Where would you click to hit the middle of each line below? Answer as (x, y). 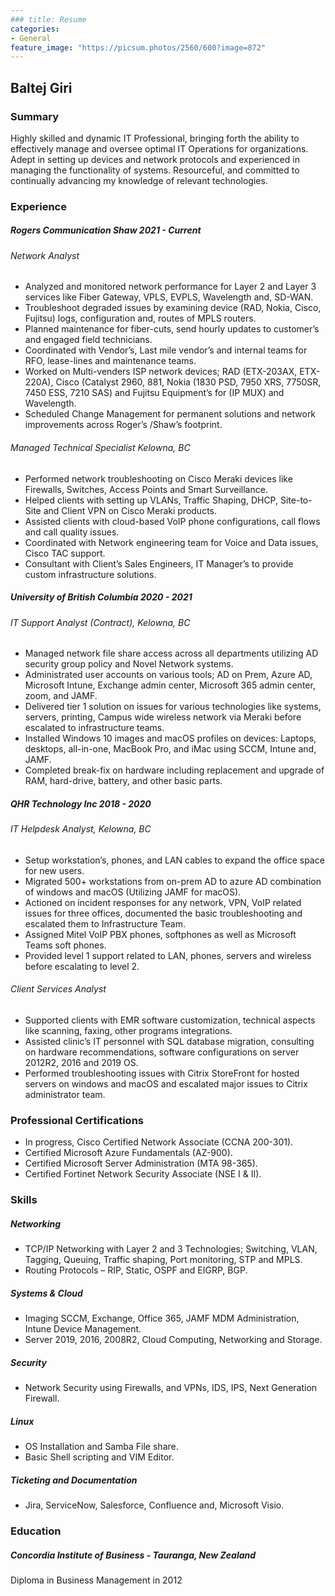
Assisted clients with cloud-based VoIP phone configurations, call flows (172, 521)
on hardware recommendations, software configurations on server (162, 1052)
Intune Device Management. (83, 1329)
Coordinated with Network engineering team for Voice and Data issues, (171, 542)
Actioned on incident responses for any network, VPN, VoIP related (163, 902)
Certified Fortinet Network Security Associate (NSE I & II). (143, 1174)
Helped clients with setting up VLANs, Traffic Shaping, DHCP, (151, 500)
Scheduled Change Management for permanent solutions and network (170, 414)
